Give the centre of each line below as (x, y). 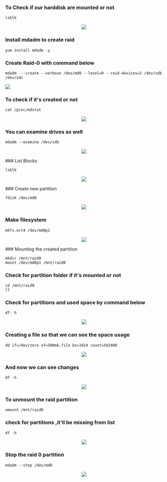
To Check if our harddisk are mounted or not (60, 8)
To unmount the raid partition (41, 399)
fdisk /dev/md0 (21, 198)
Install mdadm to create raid (40, 40)
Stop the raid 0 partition (35, 455)
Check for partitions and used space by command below (75, 302)
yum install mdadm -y (28, 50)
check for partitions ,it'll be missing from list (60, 422)
